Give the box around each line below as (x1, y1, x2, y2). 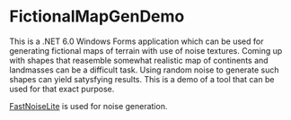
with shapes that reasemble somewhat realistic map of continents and (9, 55, 269, 65)
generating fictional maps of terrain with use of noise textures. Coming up (9, 45, 283, 56)
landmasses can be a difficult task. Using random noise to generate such (9, 64, 279, 75)
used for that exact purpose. (9, 83, 115, 94)
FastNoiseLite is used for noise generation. (9, 100, 168, 111)
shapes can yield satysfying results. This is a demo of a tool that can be (9, 73, 275, 84)
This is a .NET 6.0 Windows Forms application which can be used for (9, 36, 264, 47)
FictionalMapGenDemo (9, 6, 185, 27)
